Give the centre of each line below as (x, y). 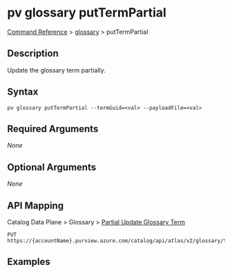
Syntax (23, 92)
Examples (29, 262)
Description (33, 53)
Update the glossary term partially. (56, 70)
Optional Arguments (52, 167)
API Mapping (36, 205)
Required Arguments (53, 129)
